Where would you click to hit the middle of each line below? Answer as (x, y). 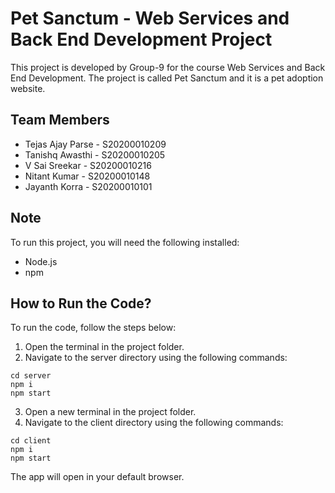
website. (28, 88)
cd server (31, 376)
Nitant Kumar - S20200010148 (87, 176)
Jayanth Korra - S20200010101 (88, 186)
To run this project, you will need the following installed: (125, 242)
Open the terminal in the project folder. (104, 347)
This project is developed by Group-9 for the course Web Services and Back (168, 67)
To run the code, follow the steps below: (93, 328)
